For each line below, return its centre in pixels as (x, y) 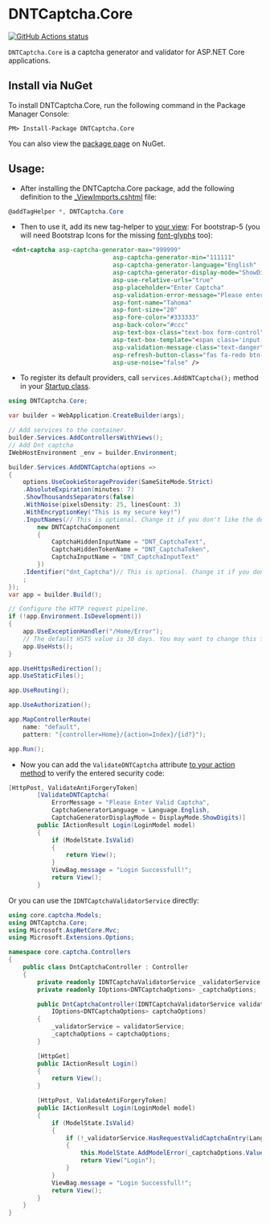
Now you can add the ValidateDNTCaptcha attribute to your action (127, 764)
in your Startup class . (55, 387)
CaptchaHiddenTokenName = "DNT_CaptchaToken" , (131, 550)
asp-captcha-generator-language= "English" (184, 265)
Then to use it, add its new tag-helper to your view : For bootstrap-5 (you (140, 227)
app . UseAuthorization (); (50, 705)
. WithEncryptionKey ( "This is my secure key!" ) (102, 512)
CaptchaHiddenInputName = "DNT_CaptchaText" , (129, 542)
